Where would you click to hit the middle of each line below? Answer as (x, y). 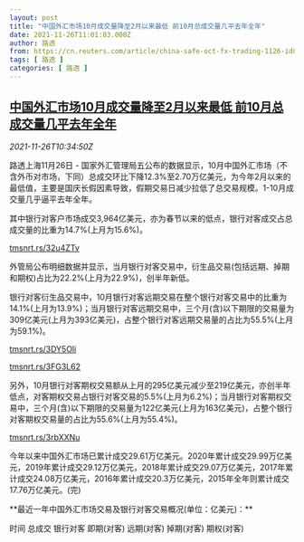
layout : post (34, 18)
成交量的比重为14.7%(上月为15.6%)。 (78, 229)
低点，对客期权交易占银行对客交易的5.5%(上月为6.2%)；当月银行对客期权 (147, 396)
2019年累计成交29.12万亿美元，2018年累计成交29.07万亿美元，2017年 (155, 467)
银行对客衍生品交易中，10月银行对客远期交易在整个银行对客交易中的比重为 (148, 297)
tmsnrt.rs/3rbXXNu (45, 437)
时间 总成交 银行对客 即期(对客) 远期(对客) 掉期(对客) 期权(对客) (127, 528)
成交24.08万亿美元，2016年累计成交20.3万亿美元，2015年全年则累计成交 (153, 478)
